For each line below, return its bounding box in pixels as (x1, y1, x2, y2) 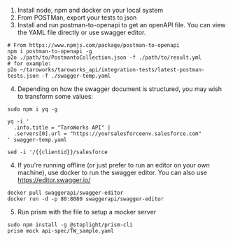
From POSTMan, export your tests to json (17, 13, 137, 22)
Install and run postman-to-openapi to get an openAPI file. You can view (17, 21, 226, 29)
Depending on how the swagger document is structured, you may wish (17, 85, 223, 93)
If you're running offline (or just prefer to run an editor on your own (17, 161, 210, 169)
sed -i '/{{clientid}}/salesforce (7, 149, 108, 156)
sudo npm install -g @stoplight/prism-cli (7, 221, 133, 228)
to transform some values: (17, 92, 93, 100)
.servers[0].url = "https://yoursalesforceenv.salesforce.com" (13, 130, 202, 137)
